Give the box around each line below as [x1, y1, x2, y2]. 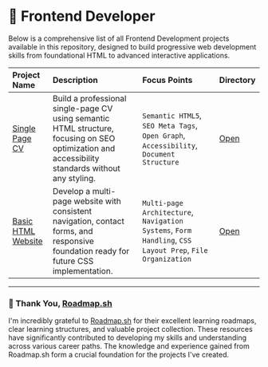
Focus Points [142, 74, 193, 85]
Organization [142, 255, 191, 263]
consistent [52, 205, 93, 216]
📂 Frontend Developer [8, 7, 156, 26]
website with [73, 195, 121, 207]
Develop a [52, 185, 91, 196]
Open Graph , [142, 129, 186, 140]
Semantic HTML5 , [142, 109, 202, 120]
